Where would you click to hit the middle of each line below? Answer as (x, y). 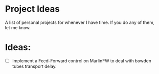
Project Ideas (33, 9)
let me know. (18, 27)
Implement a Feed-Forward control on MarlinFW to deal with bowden (82, 61)
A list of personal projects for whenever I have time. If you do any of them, (80, 22)
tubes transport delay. (34, 66)
